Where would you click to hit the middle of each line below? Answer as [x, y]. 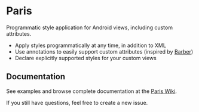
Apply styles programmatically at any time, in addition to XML [90, 45]
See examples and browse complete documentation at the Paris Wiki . [92, 91]
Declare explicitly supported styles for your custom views [85, 58]
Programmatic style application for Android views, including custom [90, 27]
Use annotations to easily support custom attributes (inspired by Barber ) [104, 51]
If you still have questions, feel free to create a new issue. [77, 102]
